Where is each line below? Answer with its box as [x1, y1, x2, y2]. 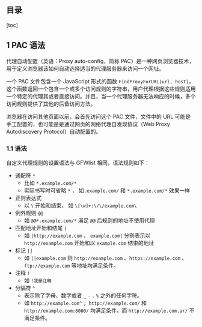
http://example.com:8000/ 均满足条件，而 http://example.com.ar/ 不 [23, 307, 195, 314]
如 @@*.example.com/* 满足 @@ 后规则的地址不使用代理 [23, 217, 155, 224]
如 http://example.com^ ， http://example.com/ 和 [23, 299, 147, 307]
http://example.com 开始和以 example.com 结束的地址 [23, 239, 155, 247]
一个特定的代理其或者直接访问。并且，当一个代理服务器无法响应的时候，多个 [6, 92, 196, 100]
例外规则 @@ [14, 209, 44, 217]
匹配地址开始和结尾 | [14, 224, 67, 232]
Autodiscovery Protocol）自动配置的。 [6, 128, 102, 135]
